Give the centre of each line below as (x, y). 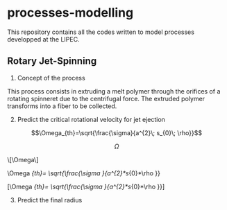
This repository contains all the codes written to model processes (101, 32)
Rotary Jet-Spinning (52, 61)
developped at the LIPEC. (43, 39)
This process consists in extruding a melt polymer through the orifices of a (114, 91)
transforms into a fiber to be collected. (62, 106)
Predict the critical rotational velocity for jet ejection (91, 119)
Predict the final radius (50, 200)
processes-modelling (70, 13)
